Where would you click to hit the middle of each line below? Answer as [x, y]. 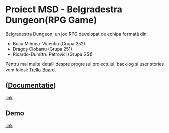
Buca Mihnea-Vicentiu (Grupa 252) [49, 43]
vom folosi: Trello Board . [31, 70]
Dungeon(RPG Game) [51, 20]
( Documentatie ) [31, 85]
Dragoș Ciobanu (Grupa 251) [42, 49]
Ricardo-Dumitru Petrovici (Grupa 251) [52, 54]
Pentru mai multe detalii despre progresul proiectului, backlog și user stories [85, 64]
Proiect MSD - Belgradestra [64, 9]
